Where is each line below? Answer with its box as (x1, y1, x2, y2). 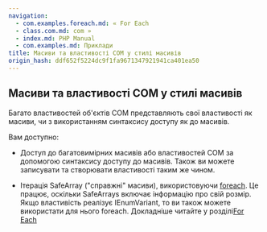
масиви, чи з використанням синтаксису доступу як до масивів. (8, 116, 230, 126)
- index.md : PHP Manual (15, 34, 95, 43)
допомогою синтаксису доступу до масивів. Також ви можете (19, 156, 235, 166)
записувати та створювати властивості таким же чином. (19, 164, 216, 174)
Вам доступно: (8, 132, 60, 142)
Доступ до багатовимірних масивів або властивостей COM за (19, 147, 234, 157)
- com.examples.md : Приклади (15, 42, 113, 50)
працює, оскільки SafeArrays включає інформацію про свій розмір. (19, 188, 252, 198)
